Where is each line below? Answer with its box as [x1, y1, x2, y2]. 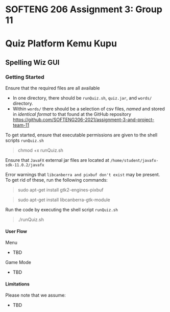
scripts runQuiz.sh [5, 137, 44, 143]
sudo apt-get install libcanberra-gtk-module [17, 197, 111, 203]
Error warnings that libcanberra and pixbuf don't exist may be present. [5, 172, 160, 178]
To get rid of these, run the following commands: [5, 177, 108, 183]
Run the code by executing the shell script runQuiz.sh [5, 207, 118, 213]
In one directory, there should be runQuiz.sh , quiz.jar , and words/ [12, 95, 152, 101]
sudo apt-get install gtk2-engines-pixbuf [17, 187, 104, 193]
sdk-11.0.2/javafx [5, 162, 44, 168]
